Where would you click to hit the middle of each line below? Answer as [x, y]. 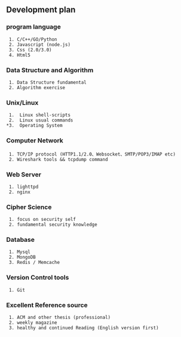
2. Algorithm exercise [37, 87]
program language [33, 27]
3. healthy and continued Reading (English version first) [84, 328]
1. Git [17, 290]
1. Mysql [20, 252]
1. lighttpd [24, 187]
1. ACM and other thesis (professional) [60, 318]
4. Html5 [20, 55]
